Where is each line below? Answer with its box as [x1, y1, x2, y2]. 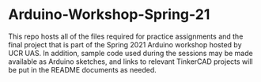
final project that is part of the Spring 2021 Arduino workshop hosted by [8, 39, 243, 49]
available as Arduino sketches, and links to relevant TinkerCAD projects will [8, 57, 253, 66]
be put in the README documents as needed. [8, 65, 157, 74]
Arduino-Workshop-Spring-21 [8, 6, 210, 24]
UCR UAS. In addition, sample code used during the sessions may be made [8, 48, 253, 58]
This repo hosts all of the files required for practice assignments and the [8, 32, 244, 41]
